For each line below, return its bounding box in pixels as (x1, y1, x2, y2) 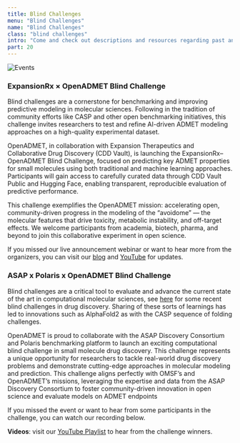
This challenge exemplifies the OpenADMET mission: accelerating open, (7, 201, 220, 209)
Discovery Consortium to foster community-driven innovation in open (7, 384, 211, 393)
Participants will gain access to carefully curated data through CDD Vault (7, 172, 222, 181)
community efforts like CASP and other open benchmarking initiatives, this (7, 112, 226, 121)
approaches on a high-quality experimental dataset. (7, 128, 160, 136)
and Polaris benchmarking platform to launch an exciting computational (7, 339, 218, 347)
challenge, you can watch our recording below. (7, 413, 146, 422)
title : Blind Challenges (7, 10, 81, 18)
